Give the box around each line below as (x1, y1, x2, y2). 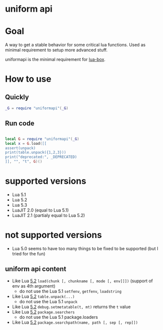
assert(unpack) (5, 145, 36, 151)
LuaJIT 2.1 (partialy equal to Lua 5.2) (12, 213, 85, 218)
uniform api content (5, 265, 67, 273)
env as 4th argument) (12, 283, 56, 289)
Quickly (5, 93, 29, 101)
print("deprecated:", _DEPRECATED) (5, 155, 77, 159)
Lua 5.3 (12, 202, 28, 208)
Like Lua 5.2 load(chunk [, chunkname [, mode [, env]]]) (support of (12, 278, 153, 284)
